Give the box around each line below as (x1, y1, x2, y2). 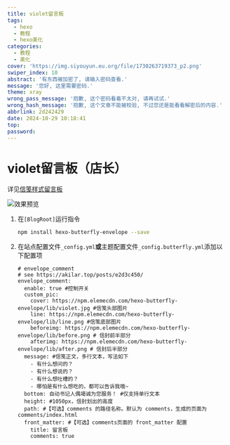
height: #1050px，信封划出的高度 (24, 398, 114, 405)
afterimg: (30, 338, 59, 345)
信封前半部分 (99, 332, 131, 340)
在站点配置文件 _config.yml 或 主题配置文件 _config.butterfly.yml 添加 (17, 243, 217, 251)
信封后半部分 (95, 346, 128, 353)
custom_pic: (24, 291, 59, 299)
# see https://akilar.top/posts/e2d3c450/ (17, 271, 144, 278)
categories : (7, 43, 42, 50)
